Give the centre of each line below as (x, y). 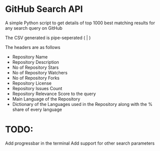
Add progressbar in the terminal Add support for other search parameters (80, 143)
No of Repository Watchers (40, 72)
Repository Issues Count (37, 88)
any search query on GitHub (34, 28)
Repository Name (30, 57)
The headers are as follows (33, 47)
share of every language (37, 109)
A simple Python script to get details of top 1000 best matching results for (80, 23)
